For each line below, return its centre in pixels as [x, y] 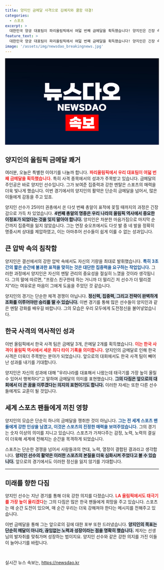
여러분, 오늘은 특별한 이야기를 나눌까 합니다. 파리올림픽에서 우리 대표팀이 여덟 [78, 172]
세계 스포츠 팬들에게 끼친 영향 [47, 408]
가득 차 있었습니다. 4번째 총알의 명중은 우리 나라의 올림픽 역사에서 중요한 [86, 213]
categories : [17, 15]
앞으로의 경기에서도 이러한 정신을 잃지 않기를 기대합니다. [69, 461]
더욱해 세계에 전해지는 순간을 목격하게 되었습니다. [57, 439]
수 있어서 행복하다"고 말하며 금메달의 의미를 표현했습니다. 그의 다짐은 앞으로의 [79, 379]
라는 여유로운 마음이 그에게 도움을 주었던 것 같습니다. [61, 285]
